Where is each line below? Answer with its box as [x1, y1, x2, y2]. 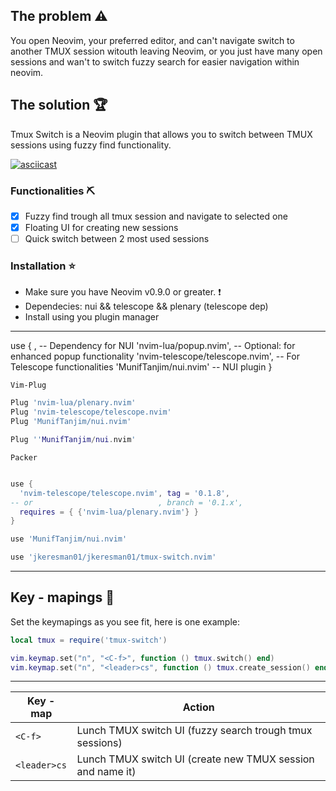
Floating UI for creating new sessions [24, 221, 179, 233]
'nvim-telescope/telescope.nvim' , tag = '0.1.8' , [19, 488, 230, 498]
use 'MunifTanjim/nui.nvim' [10, 534, 128, 544]
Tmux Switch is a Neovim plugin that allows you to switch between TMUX [10, 128, 313, 140]
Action [182, 700, 215, 714]
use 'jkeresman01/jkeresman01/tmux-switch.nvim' [10, 552, 217, 563]
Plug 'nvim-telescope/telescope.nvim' [10, 407, 172, 418]
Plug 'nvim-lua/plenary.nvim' [10, 398, 137, 408]
